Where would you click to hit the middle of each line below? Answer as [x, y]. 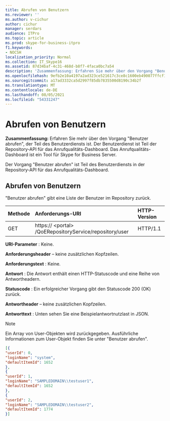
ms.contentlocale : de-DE [31, 90]
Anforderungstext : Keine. [33, 264]
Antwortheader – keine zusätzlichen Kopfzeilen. [56, 304]
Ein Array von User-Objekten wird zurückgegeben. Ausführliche [72, 333]
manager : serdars [24, 29]
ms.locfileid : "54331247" [32, 99]
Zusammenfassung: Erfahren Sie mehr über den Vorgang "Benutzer [77, 139]
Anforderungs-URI [58, 214]
